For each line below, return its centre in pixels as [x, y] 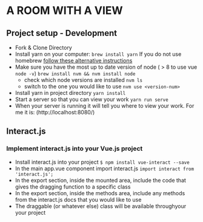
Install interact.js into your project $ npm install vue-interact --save [102, 162]
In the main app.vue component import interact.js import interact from [105, 168]
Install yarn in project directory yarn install [70, 93]
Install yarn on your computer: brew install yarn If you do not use [98, 54]
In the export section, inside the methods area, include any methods [100, 193]
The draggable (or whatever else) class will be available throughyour [101, 206]
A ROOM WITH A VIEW [65, 11]
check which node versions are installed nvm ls [83, 80]
